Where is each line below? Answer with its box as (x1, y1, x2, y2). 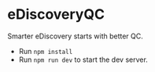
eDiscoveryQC (7, 5, 105, 23)
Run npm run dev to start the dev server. (18, 55, 149, 64)
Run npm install (18, 46, 73, 56)
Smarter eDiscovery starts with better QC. (7, 31, 143, 41)
